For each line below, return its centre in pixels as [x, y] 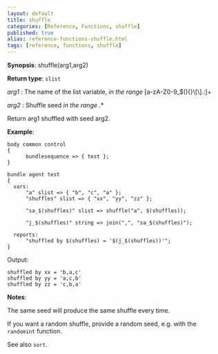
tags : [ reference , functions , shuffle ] [65, 45]
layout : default [30, 13]
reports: [26, 235]
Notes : [17, 297]
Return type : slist [34, 79]
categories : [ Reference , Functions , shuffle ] [73, 26]
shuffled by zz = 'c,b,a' [44, 284]
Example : [21, 132]
